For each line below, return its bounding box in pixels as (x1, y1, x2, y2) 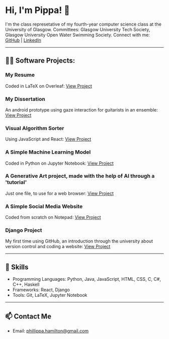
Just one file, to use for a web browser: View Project (5, 190, 114, 196)
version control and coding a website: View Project (5, 244, 111, 250)
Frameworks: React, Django (12, 287, 70, 293)
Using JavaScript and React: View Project (5, 136, 92, 142)
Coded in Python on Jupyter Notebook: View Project (5, 160, 114, 166)
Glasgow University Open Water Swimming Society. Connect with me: (5, 32, 150, 38)
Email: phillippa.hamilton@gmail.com (12, 328, 89, 334)
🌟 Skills (5, 263, 29, 271)
